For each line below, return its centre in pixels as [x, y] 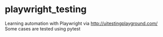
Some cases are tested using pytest [43, 28]
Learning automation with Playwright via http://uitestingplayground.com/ [81, 23]
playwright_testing [46, 9]
